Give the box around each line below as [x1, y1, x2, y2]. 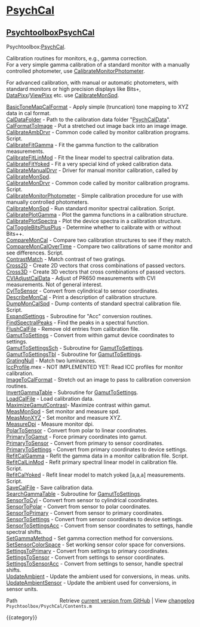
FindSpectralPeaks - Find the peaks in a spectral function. [6, 319, 149, 326]
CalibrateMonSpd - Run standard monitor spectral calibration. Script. [6, 205, 176, 212]
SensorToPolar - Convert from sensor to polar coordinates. [6, 503, 151, 510]
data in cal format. [6, 110, 51, 116]
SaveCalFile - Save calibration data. [6, 484, 94, 491]
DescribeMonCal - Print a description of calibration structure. [6, 294, 157, 300]
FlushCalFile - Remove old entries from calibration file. [6, 325, 140, 332]
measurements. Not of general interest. [6, 281, 103, 288]
